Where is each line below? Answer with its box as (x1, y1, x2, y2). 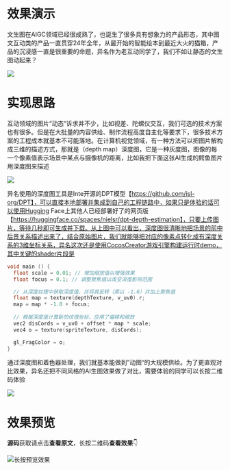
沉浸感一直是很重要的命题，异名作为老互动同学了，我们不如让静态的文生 (18, 47, 223, 55)
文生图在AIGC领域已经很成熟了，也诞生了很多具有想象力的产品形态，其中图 (7, 30, 220, 38)
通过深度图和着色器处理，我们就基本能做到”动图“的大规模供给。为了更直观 (7, 358, 217, 367)
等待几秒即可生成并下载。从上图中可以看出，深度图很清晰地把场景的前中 (18, 223, 223, 232)
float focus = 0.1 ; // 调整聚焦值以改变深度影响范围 (13, 275, 153, 283)
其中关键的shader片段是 (7, 249, 75, 258)
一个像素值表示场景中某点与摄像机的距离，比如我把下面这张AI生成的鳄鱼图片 (7, 153, 223, 162)
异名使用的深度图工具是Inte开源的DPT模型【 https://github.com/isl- (7, 189, 195, 197)
